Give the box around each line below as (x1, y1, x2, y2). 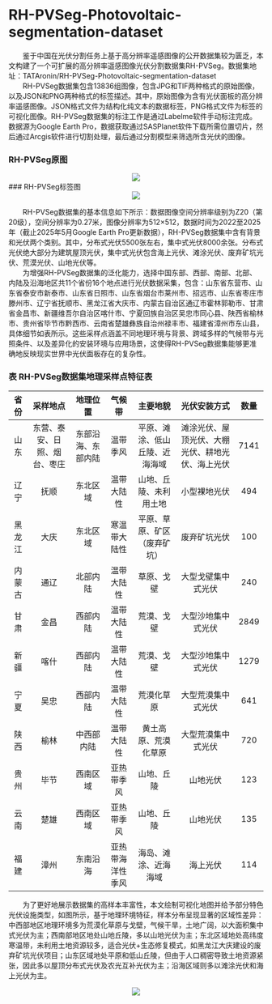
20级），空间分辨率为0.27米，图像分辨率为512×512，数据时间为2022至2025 (8, 217, 261, 228)
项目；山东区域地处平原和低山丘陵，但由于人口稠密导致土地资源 (43, 950, 257, 960)
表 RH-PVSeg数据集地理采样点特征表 (8, 371, 153, 382)
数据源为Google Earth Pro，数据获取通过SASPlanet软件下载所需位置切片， (8, 121, 257, 131)
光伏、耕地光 (181, 446, 231, 457)
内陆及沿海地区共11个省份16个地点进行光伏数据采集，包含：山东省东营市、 (8, 278, 256, 288)
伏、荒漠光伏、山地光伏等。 (8, 257, 101, 268)
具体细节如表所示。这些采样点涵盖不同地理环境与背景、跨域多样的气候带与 (8, 329, 257, 338)
